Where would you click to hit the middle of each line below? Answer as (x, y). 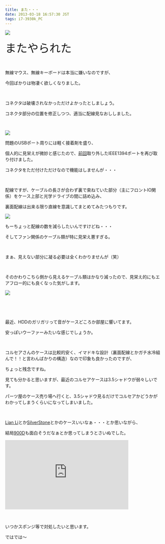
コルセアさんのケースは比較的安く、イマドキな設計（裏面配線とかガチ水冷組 (83, 353)
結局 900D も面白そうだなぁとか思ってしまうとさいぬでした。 (67, 433)
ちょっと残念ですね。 (27, 369)
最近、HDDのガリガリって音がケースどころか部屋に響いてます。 (70, 322)
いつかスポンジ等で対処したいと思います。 (48, 527)
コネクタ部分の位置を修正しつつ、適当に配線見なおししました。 (70, 113)
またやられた (39, 49)
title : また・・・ (22, 10)
